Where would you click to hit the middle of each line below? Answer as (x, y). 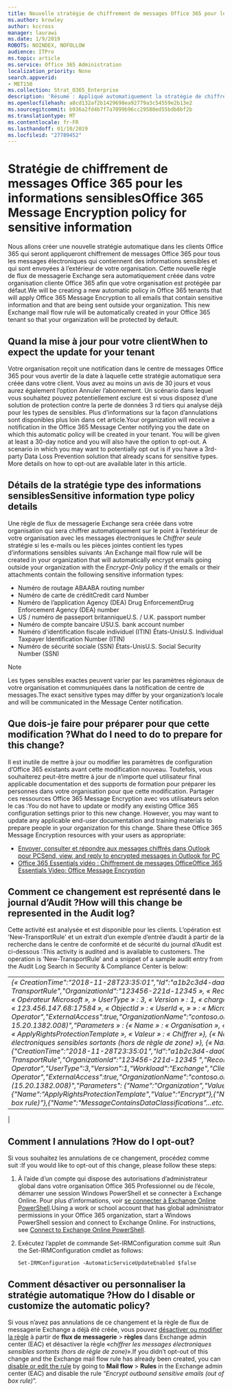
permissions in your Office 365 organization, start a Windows (104, 1216)
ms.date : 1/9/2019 (34, 39)
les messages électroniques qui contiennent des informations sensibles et (113, 261)
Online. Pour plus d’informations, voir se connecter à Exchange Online (117, 1200)
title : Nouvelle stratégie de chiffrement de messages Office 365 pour (112, 13)
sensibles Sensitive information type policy (101, 496)
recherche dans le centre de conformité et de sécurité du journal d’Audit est (115, 945)
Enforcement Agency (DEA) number (68, 610)
